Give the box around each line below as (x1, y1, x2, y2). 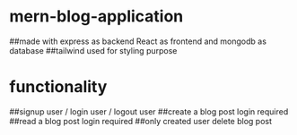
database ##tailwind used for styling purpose (9, 45, 178, 55)
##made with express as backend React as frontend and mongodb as (9, 36, 267, 46)
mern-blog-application (9, 6, 184, 27)
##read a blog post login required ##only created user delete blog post (9, 115, 272, 126)
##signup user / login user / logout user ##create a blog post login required (9, 105, 289, 117)
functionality (9, 77, 108, 97)
